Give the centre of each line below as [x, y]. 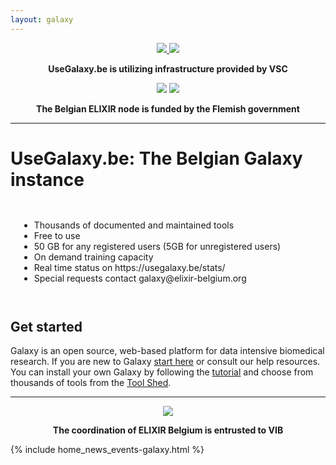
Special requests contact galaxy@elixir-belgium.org [140, 278]
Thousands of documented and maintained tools [134, 225]
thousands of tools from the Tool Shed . [91, 383]
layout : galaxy [42, 19]
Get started [46, 326]
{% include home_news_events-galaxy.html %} [107, 450]
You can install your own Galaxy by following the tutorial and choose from [162, 372]
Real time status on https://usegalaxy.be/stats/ [129, 267]
